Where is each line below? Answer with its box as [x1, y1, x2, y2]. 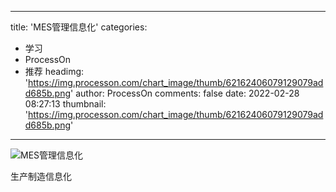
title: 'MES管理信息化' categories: [10, 21, 148, 33]
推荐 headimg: [24, 66, 85, 77]
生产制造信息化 [10, 171, 72, 182]
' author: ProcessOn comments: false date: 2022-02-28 [70, 87, 300, 99]
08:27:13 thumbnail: [24, 98, 107, 110]
